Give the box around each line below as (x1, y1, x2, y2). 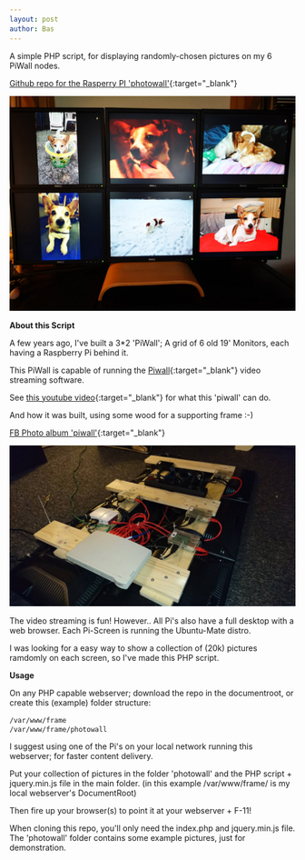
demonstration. (9, 842, 66, 853)
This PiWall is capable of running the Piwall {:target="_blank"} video (9, 365, 261, 375)
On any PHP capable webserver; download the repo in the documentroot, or (9, 687, 294, 698)
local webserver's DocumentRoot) (9, 787, 137, 798)
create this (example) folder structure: (9, 697, 152, 708)
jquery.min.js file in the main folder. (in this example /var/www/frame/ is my (9, 778, 290, 788)
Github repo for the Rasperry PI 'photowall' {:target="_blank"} (9, 77, 238, 88)
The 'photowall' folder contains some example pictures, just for (9, 833, 246, 843)
